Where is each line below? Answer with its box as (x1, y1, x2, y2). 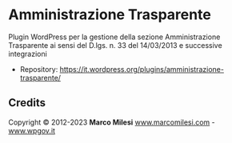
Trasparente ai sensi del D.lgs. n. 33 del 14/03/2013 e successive (8, 40, 222, 50)
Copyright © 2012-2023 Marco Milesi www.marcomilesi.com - (8, 117, 215, 127)
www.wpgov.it (8, 125, 56, 135)
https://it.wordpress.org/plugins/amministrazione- (59, 64, 224, 73)
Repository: (19, 64, 58, 73)
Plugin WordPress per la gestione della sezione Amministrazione (8, 32, 221, 42)
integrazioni (8, 49, 48, 58)
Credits (8, 96, 46, 109)
